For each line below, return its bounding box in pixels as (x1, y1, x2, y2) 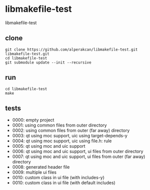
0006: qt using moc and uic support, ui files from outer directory (12, 149, 144, 155)
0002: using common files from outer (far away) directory (12, 127, 130, 133)
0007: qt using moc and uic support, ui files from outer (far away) (12, 154, 146, 159)
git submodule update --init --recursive (5, 60, 92, 65)
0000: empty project (12, 117, 54, 123)
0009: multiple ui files (12, 169, 57, 175)
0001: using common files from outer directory (12, 122, 107, 128)
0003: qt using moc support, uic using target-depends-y (12, 133, 128, 139)
